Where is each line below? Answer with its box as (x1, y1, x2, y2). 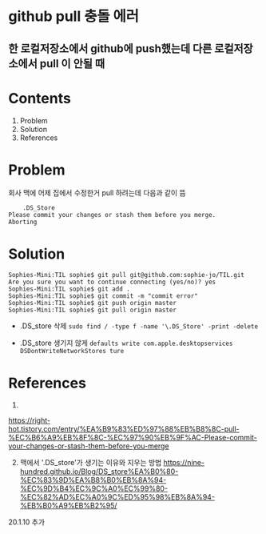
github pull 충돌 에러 (8, 7, 140, 26)
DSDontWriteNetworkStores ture (19, 347, 125, 355)
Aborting (8, 218, 38, 227)
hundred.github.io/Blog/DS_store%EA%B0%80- (19, 467, 179, 476)
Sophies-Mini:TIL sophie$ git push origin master (8, 299, 177, 307)
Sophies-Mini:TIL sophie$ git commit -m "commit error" (8, 292, 198, 300)
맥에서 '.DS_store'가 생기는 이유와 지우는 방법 (19, 458, 162, 468)
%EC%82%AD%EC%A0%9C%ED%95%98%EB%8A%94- (19, 492, 216, 502)
